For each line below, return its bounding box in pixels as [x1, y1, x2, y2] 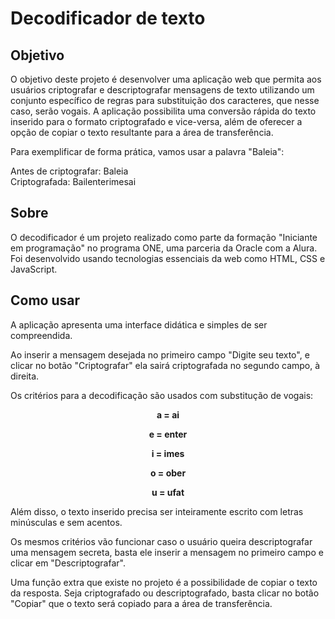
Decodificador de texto [10, 7, 206, 30]
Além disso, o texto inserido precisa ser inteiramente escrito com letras [10, 505, 304, 517]
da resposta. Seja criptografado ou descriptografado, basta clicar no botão [10, 587, 320, 599]
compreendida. [10, 329, 73, 341]
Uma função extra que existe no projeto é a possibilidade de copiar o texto [10, 576, 318, 588]
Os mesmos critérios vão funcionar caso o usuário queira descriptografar [10, 535, 313, 547]
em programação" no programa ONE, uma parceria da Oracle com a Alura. [10, 242, 318, 254]
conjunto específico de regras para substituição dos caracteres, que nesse [10, 95, 320, 106]
